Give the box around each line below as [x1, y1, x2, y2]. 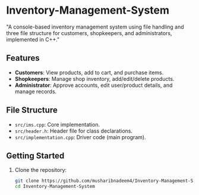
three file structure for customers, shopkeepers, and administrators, [6, 29, 172, 36]
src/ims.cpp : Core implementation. [14, 121, 100, 128]
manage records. [14, 87, 57, 95]
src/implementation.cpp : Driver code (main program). [14, 133, 147, 140]
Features [6, 53, 40, 63]
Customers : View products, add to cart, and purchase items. [14, 69, 164, 76]
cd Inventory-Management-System [14, 184, 95, 190]
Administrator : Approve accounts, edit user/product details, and [14, 81, 173, 89]
